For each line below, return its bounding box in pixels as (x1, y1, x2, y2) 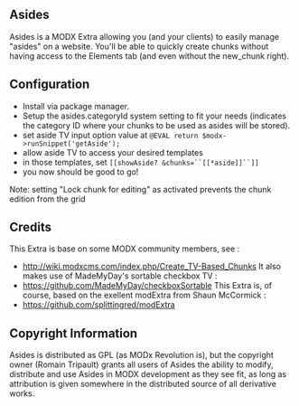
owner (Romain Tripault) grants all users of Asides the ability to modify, (9, 359, 274, 370)
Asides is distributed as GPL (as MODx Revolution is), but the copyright (9, 350, 274, 361)
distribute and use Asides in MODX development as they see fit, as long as (9, 369, 287, 380)
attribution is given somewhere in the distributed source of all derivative (9, 379, 277, 390)
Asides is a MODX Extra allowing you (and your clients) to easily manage (9, 31, 280, 42)
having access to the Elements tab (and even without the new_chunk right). (9, 50, 290, 61)
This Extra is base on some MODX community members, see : (9, 243, 240, 254)
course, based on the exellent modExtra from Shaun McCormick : (22, 289, 266, 301)
